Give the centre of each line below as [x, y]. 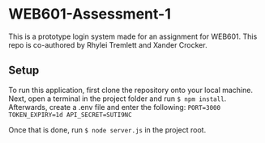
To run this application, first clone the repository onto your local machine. [131, 90]
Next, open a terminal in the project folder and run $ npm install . [118, 99]
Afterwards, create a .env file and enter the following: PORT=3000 [115, 107]
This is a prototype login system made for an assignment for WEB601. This [133, 36]
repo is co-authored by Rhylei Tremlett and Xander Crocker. [108, 44]
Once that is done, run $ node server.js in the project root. [107, 129]
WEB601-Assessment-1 [90, 14]
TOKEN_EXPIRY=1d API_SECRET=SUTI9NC [70, 115]
